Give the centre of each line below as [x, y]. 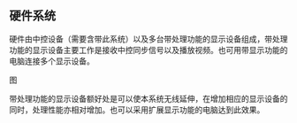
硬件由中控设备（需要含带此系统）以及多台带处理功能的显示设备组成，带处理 [148, 39]
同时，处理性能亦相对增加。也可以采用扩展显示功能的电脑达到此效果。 [137, 110]
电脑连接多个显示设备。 [52, 61]
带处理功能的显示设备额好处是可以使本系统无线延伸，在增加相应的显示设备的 [148, 98]
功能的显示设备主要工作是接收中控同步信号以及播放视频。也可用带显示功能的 [148, 50]
